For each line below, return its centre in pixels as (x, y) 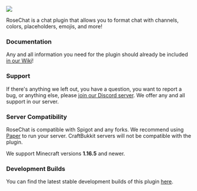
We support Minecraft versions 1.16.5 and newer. (66, 153)
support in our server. (33, 101)
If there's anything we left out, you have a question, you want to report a (94, 89)
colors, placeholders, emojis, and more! (54, 26)
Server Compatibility (37, 117)
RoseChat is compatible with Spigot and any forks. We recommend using (95, 129)
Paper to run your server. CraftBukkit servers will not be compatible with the (99, 136)
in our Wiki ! (20, 61)
